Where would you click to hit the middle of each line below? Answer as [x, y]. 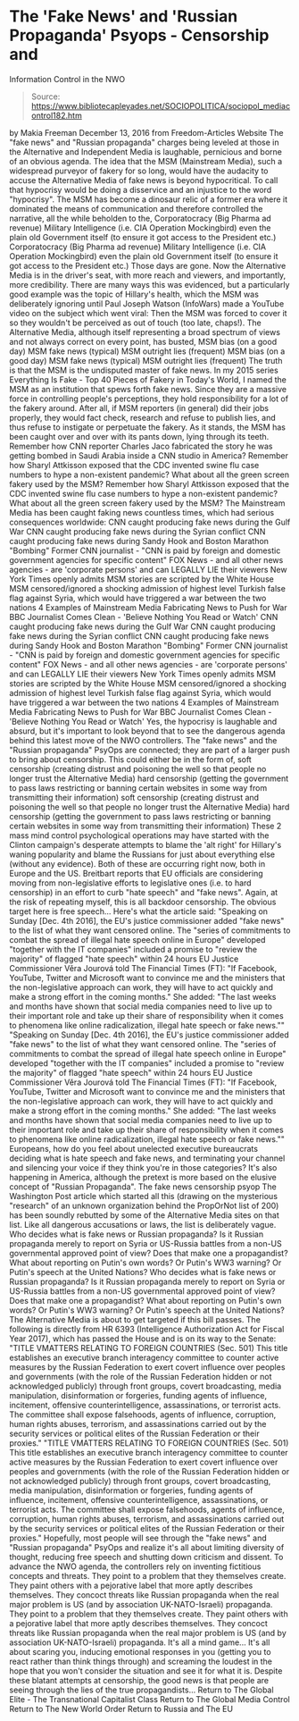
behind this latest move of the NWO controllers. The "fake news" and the [143, 740]
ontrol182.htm [56, 115]
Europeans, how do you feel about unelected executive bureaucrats [134, 1148]
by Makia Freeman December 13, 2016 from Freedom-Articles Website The [146, 132]
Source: [46, 97]
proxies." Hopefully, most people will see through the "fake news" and [138, 1538]
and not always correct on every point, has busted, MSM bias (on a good [143, 341]
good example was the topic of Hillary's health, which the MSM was [134, 294]
